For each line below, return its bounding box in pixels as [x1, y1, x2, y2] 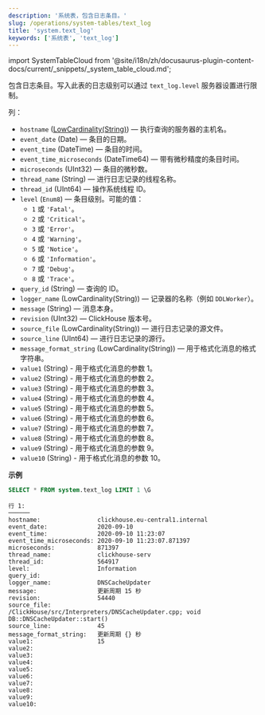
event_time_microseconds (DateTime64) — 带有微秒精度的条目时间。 [19, 155, 244, 164]
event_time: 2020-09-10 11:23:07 [8, 530, 166, 538]
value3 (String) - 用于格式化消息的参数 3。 [19, 383, 159, 393]
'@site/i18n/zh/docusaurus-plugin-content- [111, 56, 255, 65]
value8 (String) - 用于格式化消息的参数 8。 [19, 434, 159, 443]
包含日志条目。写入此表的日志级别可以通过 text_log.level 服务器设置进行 [8, 81, 251, 90]
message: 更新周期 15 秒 [8, 587, 142, 595]
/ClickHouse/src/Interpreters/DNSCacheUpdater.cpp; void [8, 608, 201, 616]
